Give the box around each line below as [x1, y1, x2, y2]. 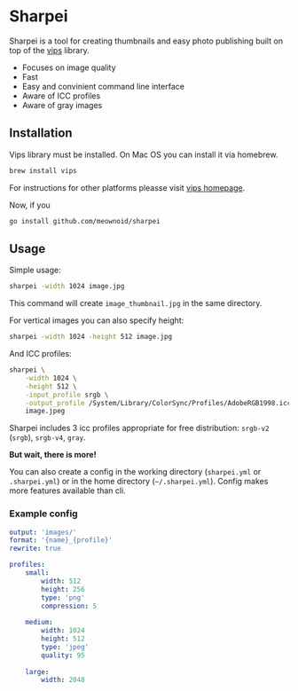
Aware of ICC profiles [21, 90, 101, 101]
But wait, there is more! [9, 450, 97, 460]
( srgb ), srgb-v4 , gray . [9, 432, 86, 443]
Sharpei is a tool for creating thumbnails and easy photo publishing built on [9, 35, 284, 46]
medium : [25, 618, 53, 627]
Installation [9, 126, 73, 141]
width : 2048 [41, 676, 86, 685]
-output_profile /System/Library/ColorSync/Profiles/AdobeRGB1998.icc [25, 398, 292, 407]
